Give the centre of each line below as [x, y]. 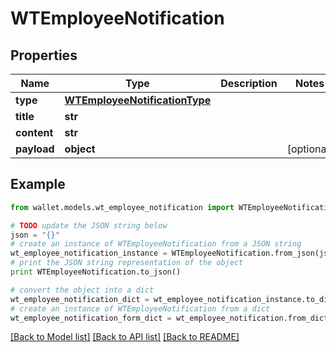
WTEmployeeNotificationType [138, 100]
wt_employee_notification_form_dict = [91, 318]
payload [35, 149]
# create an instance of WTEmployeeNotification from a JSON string [156, 244]
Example [38, 184]
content [34, 132]
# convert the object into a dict [82, 290]
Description [249, 83]
